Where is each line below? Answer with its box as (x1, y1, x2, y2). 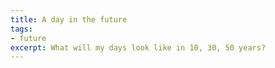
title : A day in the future (10, 14, 128, 25)
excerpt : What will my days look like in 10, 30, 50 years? (10, 42, 267, 53)
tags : (10, 24, 33, 34)
